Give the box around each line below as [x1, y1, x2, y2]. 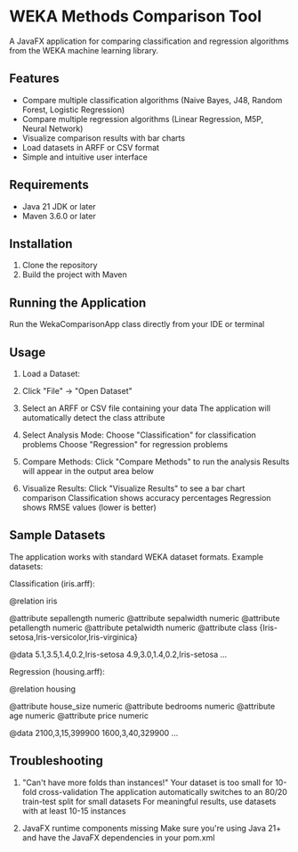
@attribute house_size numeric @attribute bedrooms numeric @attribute [9, 700, 276, 711]
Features [9, 71, 60, 86]
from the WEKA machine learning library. [9, 45, 158, 55]
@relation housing [9, 684, 77, 694]
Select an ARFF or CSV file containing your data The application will [21, 403, 271, 414]
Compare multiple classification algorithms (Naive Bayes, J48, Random [21, 94, 283, 105]
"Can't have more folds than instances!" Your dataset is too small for [21, 777, 273, 788]
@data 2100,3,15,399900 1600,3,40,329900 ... [9, 727, 179, 738]
